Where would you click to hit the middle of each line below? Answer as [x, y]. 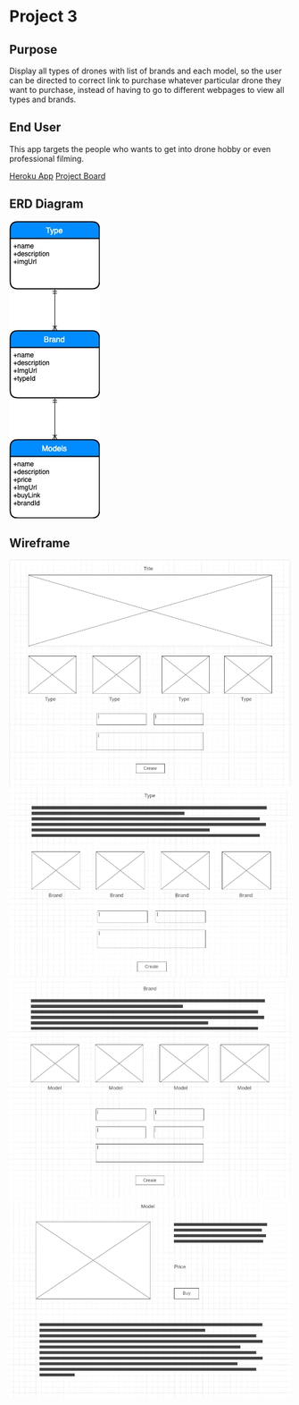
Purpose [33, 50]
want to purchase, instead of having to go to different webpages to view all [147, 90]
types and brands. [43, 99]
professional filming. [47, 158]
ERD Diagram [46, 204]
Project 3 [43, 17]
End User [35, 127]
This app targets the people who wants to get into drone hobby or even [140, 148]
